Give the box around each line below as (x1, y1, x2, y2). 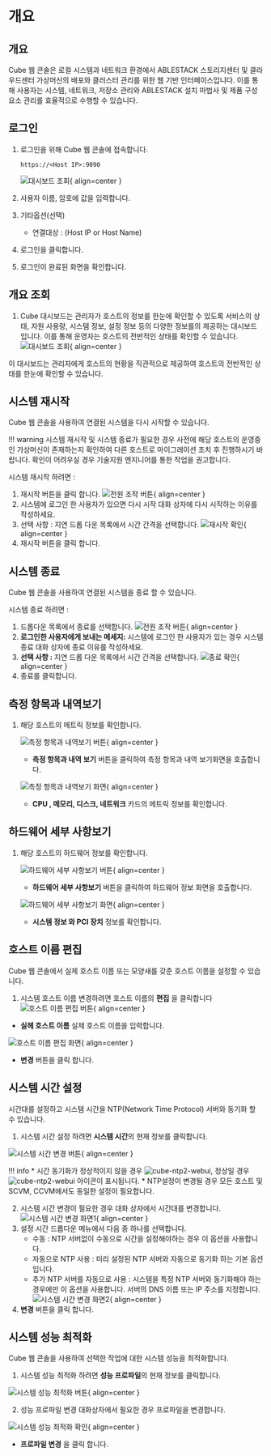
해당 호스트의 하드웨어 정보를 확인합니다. (19, 848, 148, 858)
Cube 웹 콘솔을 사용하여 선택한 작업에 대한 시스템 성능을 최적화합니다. (8, 1353, 229, 1363)
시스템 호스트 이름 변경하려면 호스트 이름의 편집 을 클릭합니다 (19, 993, 213, 1003)
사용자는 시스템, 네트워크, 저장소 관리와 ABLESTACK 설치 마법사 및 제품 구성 (16, 86, 258, 95)
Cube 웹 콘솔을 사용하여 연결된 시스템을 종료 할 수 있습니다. (8, 588, 197, 598)
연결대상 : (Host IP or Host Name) (32, 228, 142, 237)
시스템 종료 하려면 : (8, 605, 69, 615)
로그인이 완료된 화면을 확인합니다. (19, 262, 127, 271)
